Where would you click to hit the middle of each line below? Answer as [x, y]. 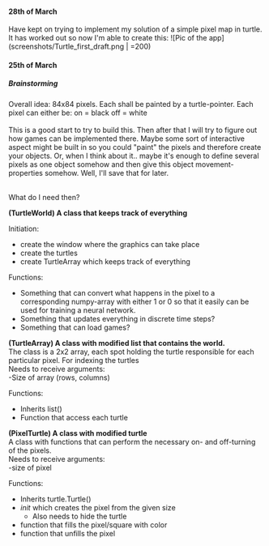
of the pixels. [30, 450]
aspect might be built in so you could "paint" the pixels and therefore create [135, 147]
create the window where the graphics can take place [110, 244]
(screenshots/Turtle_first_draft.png [66, 47]
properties [26, 173]
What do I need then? [44, 197]
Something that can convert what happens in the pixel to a [117, 292]
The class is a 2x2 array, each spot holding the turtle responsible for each [131, 352]
